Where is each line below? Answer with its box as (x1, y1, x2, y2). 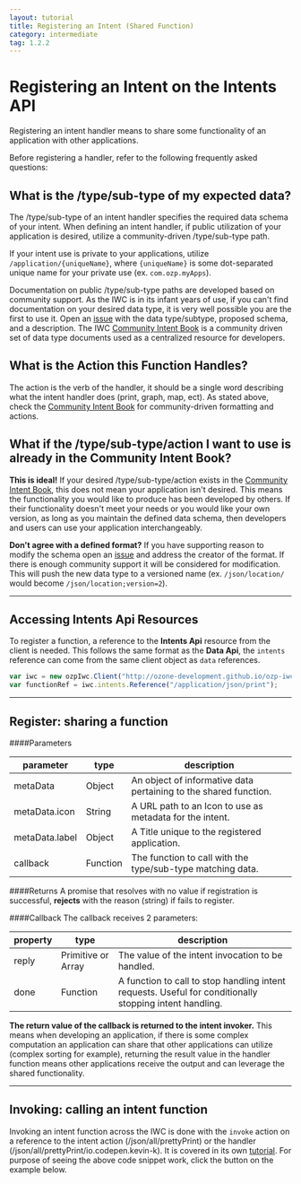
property (13, 934, 53, 946)
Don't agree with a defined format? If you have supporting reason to (9, 539, 264, 550)
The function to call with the (131, 851, 249, 864)
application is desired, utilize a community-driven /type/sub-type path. (9, 231, 271, 241)
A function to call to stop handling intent (117, 975, 287, 987)
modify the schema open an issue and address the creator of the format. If (9, 549, 285, 560)
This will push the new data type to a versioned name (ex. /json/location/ (9, 568, 285, 579)
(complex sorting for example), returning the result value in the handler (9, 1049, 271, 1059)
